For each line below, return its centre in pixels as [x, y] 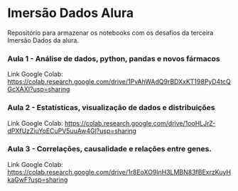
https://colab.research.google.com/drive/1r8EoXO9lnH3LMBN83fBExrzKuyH [119, 172]
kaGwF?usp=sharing [38, 180]
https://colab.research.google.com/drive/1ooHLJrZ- [140, 123]
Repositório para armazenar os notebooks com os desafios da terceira [110, 33]
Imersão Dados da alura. [43, 40]
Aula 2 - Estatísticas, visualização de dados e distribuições [111, 108]
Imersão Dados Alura [71, 13]
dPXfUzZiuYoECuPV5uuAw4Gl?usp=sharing [72, 131]
